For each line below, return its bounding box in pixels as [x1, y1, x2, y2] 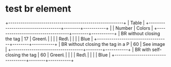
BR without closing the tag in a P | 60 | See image [61, 41, 165, 47]
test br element [5, 3, 71, 15]
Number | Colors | [115, 25, 153, 31]
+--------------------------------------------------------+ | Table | [5, 20, 145, 26]
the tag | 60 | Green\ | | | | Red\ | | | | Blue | [21, 51, 111, 58]
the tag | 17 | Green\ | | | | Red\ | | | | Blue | [5, 36, 93, 42]
